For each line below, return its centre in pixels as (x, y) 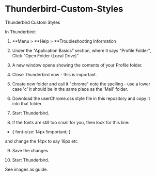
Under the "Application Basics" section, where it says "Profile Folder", (81, 50)
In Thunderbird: (21, 32)
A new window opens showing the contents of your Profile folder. (77, 65)
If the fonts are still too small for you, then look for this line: (71, 122)
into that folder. (27, 103)
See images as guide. (27, 169)
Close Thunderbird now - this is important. (54, 74)
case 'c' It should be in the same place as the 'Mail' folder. (70, 89)
